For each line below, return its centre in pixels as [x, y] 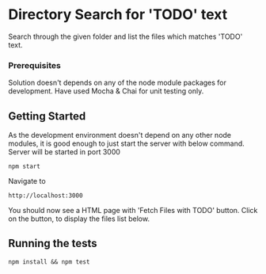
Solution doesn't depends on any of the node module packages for [118, 83]
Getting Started [47, 116]
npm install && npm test [49, 262]
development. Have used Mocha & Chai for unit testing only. [106, 91]
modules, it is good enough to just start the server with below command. [127, 143]
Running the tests [53, 244]
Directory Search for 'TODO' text [118, 15]
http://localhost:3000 [46, 196]
